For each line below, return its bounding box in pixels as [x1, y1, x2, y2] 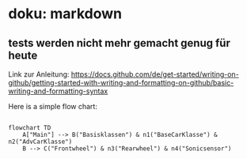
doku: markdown [8, 5, 123, 23]
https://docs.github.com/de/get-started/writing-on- [70, 70, 239, 79]
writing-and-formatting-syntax [8, 86, 108, 96]
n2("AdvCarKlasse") [8, 138, 73, 146]
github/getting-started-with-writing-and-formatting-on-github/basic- [8, 78, 234, 87]
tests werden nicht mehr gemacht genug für [8, 36, 231, 50]
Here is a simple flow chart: [8, 102, 97, 111]
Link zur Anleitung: [8, 70, 70, 79]
